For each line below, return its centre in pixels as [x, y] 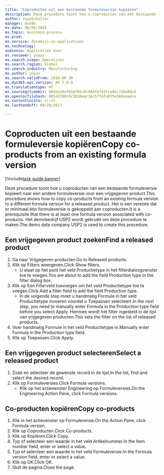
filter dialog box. [36, 280]
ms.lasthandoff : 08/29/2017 [34, 105]
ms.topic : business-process [34, 32]
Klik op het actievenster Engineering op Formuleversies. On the [82, 388]
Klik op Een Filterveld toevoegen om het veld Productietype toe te [78, 285]
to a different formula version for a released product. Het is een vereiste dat [81, 203]
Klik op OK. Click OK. [32, 462]
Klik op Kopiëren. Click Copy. [41, 436]
